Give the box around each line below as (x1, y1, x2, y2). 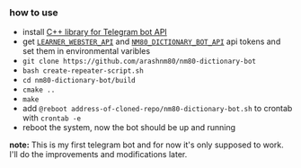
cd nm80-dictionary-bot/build (22, 76, 137, 85)
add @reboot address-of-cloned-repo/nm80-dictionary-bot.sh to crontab (22, 103, 293, 114)
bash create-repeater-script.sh (22, 66, 144, 75)
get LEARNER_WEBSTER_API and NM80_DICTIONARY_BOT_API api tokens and (22, 36, 281, 47)
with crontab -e (22, 112, 82, 123)
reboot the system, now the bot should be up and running (22, 122, 236, 133)
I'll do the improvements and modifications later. (9, 149, 188, 160)
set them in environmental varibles (22, 46, 151, 57)
